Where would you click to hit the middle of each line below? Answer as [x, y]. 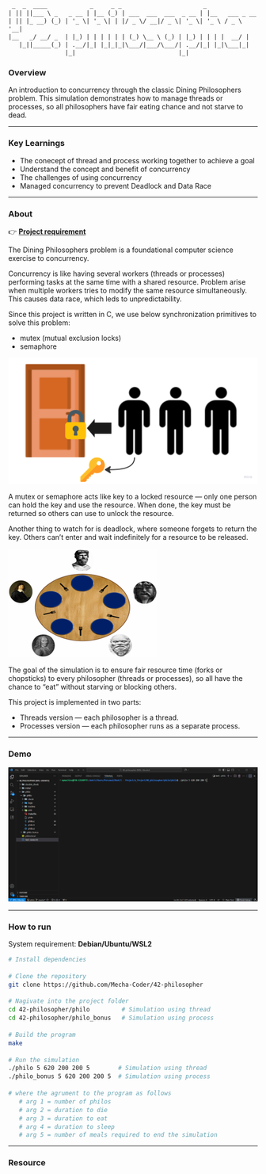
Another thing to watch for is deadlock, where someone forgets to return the [133, 529]
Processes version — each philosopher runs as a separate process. [130, 726]
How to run [30, 927]
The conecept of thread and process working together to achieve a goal [137, 160]
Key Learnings [37, 143]
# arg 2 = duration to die [63, 1110]
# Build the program [42, 1034]
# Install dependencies [47, 960]
